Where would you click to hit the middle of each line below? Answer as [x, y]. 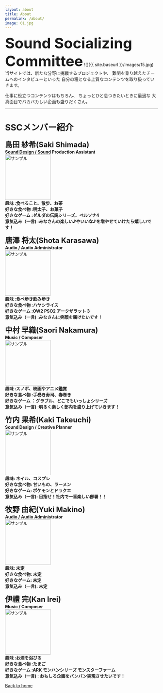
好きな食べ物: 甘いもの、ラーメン [38, 484]
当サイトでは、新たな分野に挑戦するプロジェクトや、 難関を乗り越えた [76, 73]
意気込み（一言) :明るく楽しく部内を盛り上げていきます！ [62, 407]
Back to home [19, 686]
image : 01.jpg [19, 23]
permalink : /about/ [25, 18]
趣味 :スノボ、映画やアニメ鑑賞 [36, 389]
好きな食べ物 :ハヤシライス [32, 305]
